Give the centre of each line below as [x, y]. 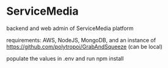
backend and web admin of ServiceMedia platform [70, 28]
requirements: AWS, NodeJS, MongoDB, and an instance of [81, 40]
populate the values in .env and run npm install [65, 58]
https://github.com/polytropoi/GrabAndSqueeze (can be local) [85, 47]
